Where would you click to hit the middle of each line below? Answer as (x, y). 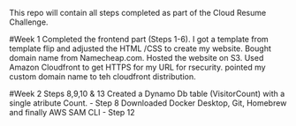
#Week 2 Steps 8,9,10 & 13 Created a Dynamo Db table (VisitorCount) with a (147, 93)
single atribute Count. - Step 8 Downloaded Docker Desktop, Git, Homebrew (148, 103)
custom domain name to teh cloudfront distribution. (102, 77)
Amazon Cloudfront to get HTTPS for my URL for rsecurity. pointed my (138, 67)
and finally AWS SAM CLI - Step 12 (72, 112)
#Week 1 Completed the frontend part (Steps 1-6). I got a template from (139, 39)
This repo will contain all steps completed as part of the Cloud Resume (138, 13)
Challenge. (29, 22)
